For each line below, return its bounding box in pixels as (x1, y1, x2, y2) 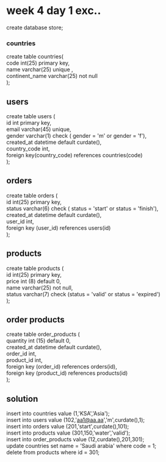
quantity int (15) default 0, (6, 337, 71, 344)
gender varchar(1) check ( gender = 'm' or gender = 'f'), (6, 132, 147, 140)
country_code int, (6, 145, 50, 152)
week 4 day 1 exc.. (6, 4, 101, 18)
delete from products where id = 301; (6, 449, 99, 456)
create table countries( (6, 53, 64, 60)
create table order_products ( (6, 330, 81, 338)
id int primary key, (6, 119, 52, 127)
